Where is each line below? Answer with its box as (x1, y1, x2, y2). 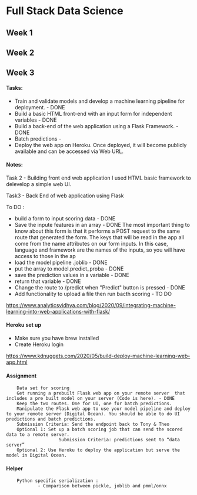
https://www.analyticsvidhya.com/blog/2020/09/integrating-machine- (6, 301, 176, 308)
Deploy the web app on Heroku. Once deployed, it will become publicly (14, 141, 187, 148)
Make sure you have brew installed (14, 334, 99, 341)
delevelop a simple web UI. (6, 180, 72, 187)
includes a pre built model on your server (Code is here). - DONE (6, 396, 175, 402)
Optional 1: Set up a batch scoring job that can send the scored (16, 426, 183, 432)
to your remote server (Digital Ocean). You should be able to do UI (6, 411, 181, 417)
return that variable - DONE (14, 278, 81, 285)
